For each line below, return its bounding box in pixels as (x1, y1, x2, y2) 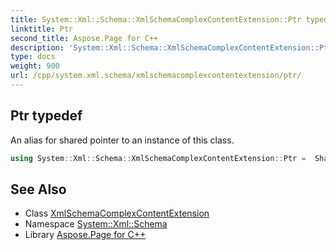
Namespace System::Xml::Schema (24, 218, 168, 230)
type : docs (10, 52, 56, 62)
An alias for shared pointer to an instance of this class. (10, 134, 235, 146)
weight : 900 (10, 61, 60, 71)
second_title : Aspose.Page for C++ (10, 33, 159, 43)
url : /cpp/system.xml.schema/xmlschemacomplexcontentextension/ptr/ (10, 71, 302, 81)
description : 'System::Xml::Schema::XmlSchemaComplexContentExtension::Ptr (10, 42, 333, 53)
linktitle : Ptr (10, 24, 74, 34)
